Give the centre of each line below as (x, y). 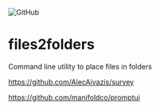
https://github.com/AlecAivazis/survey (71, 82)
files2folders (52, 45)
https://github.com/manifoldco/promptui (74, 97)
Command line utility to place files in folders (80, 66)
